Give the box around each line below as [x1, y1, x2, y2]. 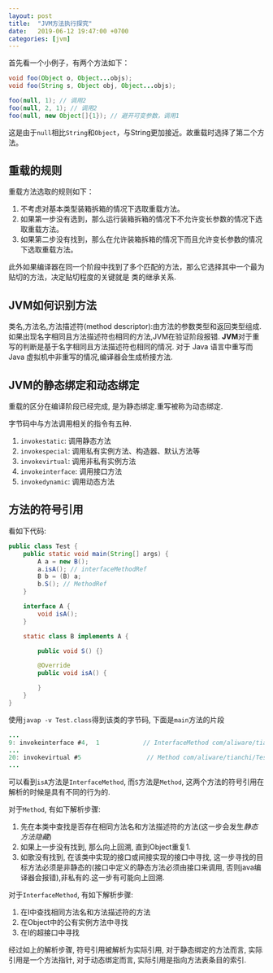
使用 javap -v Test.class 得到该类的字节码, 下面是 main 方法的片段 [8, 714, 225, 725]
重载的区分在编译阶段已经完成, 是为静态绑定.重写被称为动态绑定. [8, 401, 223, 411]
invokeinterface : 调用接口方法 [19, 467, 123, 476]
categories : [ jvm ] [8, 34, 71, 43]
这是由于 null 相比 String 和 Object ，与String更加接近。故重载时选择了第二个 [8, 127, 258, 137]
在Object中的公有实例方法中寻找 [19, 918, 128, 927]
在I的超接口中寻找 [19, 927, 80, 937]
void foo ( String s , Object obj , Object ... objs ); [8, 82, 176, 90]
